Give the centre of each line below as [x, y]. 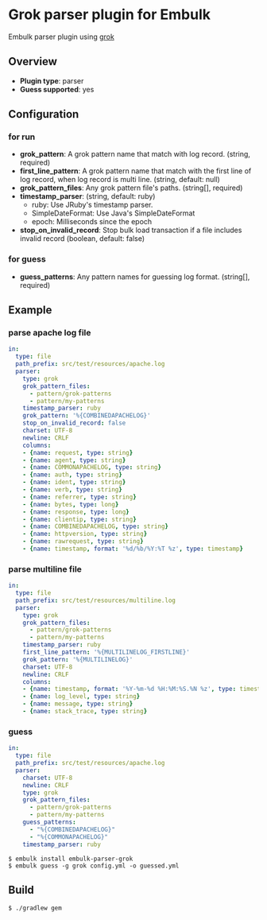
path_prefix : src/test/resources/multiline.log [96, 600]
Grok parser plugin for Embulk [109, 15]
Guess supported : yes [57, 89]
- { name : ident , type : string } [74, 483]
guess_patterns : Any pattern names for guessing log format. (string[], [135, 277]
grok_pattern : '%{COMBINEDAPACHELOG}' [87, 416]
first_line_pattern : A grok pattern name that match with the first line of [135, 171]
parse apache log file [50, 333]
